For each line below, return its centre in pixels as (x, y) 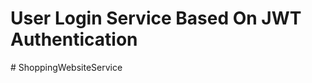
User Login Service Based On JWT (156, 18)
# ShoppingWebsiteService (66, 67)
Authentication (74, 39)
